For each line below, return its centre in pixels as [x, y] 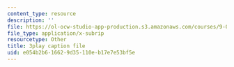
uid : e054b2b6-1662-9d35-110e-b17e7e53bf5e [71, 53]
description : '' [31, 20]
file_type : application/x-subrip [56, 33]
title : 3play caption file [46, 46]
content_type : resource [42, 14]
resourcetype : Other [37, 40]
